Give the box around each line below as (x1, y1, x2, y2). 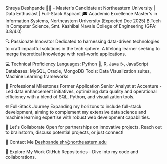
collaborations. (5, 154, 36, 160)
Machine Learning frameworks (5, 73, 69, 79)
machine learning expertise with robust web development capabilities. (5, 114, 151, 120)
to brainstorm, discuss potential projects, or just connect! (5, 129, 124, 135)
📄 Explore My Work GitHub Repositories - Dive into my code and (5, 149, 138, 155)
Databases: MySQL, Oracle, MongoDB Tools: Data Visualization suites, (5, 68, 151, 74)
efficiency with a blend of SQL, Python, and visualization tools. (5, 94, 135, 100)
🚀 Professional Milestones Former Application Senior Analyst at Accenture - (5, 83, 162, 89)
